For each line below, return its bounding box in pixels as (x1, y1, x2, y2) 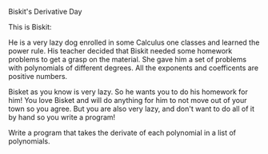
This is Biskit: (8, 22, 52, 31)
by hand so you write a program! (8, 113, 116, 122)
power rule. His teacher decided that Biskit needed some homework (8, 46, 233, 55)
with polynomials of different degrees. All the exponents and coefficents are (8, 63, 258, 73)
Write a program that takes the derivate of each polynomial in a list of (8, 128, 237, 137)
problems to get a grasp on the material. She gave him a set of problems (8, 55, 246, 64)
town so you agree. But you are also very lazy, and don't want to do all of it (8, 104, 254, 113)
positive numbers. (8, 72, 68, 81)
